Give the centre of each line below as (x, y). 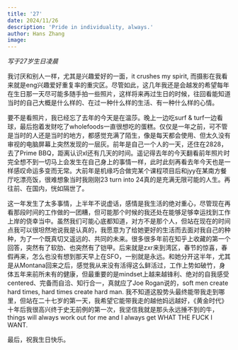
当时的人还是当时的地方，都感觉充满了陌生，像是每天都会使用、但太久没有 (122, 136)
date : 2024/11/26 (33, 21)
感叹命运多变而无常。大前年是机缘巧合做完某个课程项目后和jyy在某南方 (117, 171)
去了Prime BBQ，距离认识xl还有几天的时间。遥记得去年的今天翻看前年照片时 (119, 153)
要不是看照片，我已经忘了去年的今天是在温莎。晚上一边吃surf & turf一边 (112, 118)
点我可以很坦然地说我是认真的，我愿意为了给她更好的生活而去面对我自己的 (116, 230)
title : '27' (25, 14)
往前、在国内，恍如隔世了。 (48, 189)
